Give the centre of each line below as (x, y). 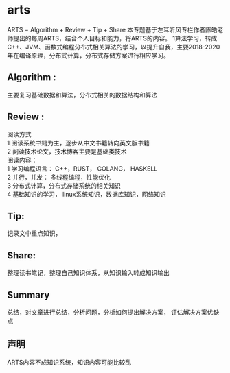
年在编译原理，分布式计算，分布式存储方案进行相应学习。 (88, 55)
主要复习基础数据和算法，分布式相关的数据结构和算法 (82, 95)
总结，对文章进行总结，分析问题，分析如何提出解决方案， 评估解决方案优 (110, 312)
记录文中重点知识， (34, 233)
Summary (28, 294)
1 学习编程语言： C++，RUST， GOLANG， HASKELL (82, 168)
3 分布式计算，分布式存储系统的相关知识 (64, 185)
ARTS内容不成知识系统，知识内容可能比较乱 (69, 362)
